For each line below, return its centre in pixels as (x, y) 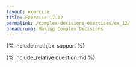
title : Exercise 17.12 (35, 18)
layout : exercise (28, 12)
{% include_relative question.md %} (51, 57)
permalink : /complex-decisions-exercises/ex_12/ (68, 23)
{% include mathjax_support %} (46, 46)
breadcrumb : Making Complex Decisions (55, 29)
